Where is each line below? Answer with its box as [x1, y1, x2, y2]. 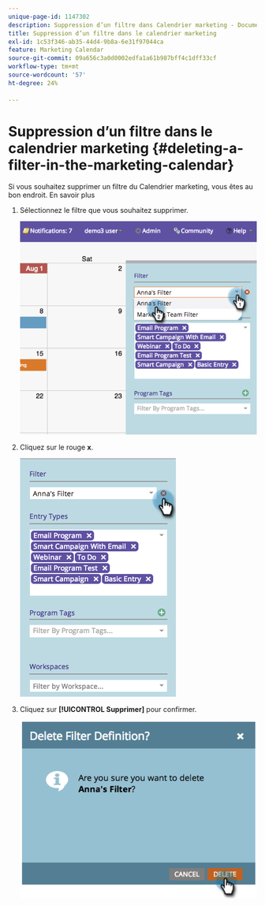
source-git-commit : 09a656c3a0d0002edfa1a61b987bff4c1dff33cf [8, 54, 217, 62]
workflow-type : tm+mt [8, 63, 80, 71]
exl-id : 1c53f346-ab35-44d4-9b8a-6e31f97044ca [8, 38, 164, 46]
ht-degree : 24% [8, 79, 58, 87]
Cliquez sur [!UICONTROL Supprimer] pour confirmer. [19, 704, 197, 713]
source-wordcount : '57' [8, 71, 87, 79]
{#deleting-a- [151, 139, 244, 157]
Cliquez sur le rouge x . [19, 442, 94, 452]
